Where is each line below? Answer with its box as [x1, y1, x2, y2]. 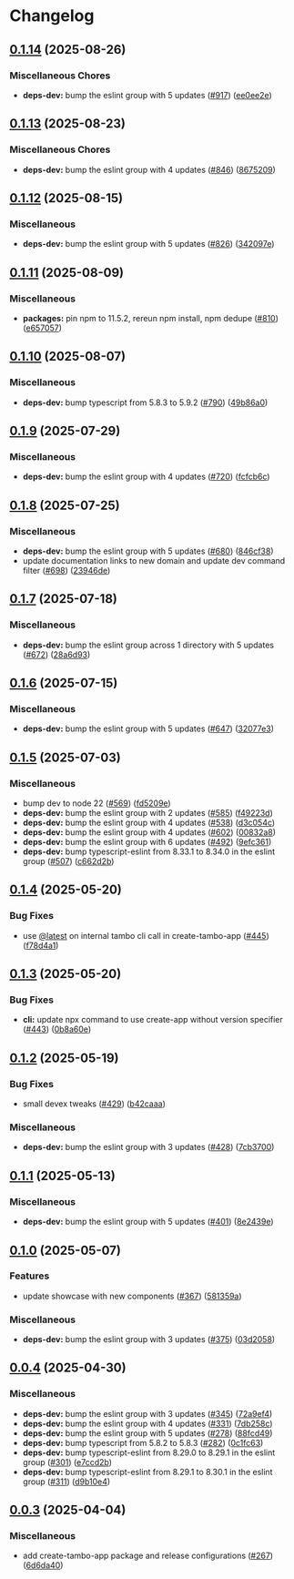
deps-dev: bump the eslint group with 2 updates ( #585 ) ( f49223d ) [22, 808, 273, 819]
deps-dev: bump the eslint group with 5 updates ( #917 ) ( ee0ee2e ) [22, 89, 273, 100]
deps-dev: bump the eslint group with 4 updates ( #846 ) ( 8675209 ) [22, 164, 276, 175]
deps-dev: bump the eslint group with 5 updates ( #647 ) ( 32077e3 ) [22, 723, 275, 734]
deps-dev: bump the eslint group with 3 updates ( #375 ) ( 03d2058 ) [22, 1334, 276, 1345]
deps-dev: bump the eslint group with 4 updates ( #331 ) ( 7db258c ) [22, 1418, 273, 1429]
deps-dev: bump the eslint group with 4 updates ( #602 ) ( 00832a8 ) [22, 827, 276, 838]
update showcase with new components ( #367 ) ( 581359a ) [22, 1290, 243, 1301]
